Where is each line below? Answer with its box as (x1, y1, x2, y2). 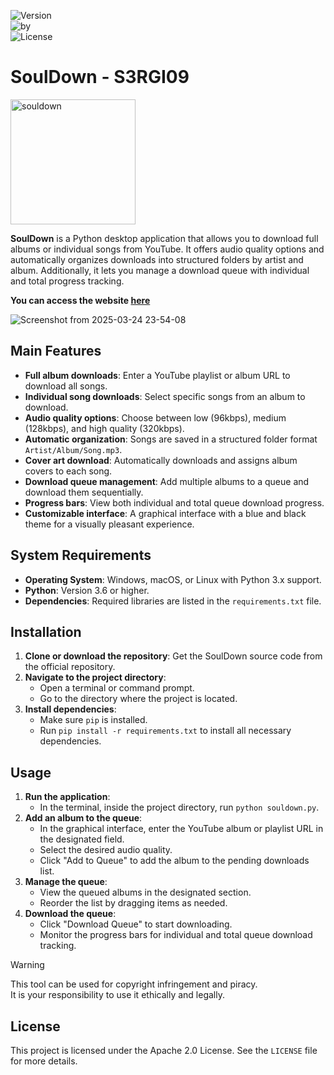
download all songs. (24, 380, 108, 392)
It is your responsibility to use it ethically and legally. (10, 989, 225, 1001)
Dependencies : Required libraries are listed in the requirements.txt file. (24, 595, 322, 607)
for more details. (10, 1055, 78, 1067)
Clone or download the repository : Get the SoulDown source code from (24, 650, 323, 662)
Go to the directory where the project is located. (39, 693, 238, 705)
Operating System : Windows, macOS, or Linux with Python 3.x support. (24, 573, 322, 585)
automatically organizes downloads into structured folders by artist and (10, 253, 304, 265)
